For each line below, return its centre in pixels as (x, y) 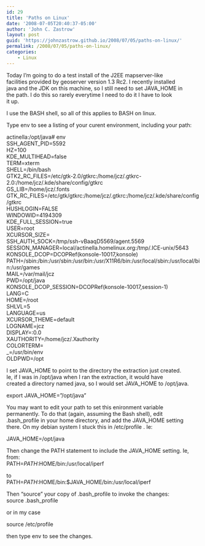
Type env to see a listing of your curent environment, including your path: (99, 125)
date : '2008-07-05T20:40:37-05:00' (52, 23)
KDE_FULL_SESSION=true (39, 221)
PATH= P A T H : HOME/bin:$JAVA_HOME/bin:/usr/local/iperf (79, 482)
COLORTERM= (25, 345)
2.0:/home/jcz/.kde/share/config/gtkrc (55, 182)
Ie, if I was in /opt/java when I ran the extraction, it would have (85, 377)
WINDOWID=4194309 (34, 215)
